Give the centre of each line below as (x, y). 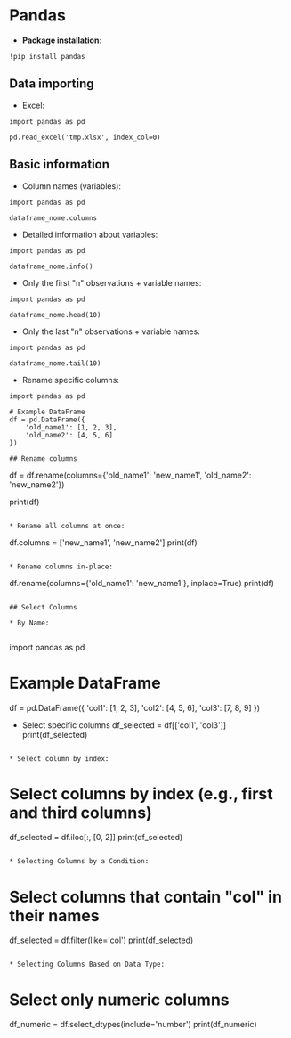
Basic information (59, 164)
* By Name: (29, 623)
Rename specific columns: (71, 380)
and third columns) (81, 813)
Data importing (52, 84)
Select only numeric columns (119, 1000)
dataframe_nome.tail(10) (55, 363)
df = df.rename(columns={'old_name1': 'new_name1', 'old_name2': (130, 475)
